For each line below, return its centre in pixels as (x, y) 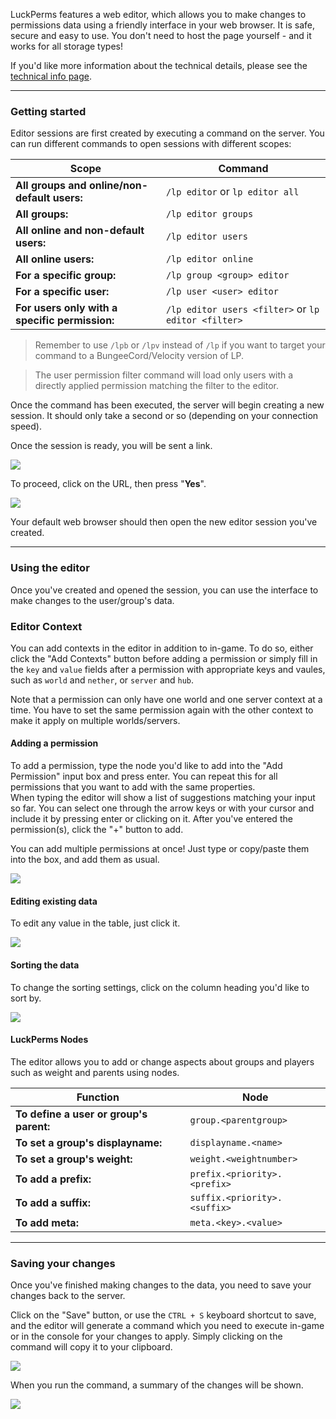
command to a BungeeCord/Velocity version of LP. (139, 356)
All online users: (55, 259)
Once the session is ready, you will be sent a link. (111, 446)
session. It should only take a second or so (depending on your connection (164, 416)
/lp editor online (209, 259)
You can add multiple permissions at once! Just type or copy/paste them (160, 849)
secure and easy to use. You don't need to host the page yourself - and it (161, 35)
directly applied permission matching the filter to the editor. (157, 386)
